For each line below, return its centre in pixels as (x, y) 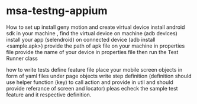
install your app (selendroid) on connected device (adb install (81, 39)
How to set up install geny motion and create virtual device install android (96, 27)
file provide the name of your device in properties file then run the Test (92, 52)
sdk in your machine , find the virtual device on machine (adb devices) (92, 33)
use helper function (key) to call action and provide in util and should (90, 82)
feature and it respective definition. (49, 95)
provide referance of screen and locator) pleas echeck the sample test (92, 88)
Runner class (22, 58)
